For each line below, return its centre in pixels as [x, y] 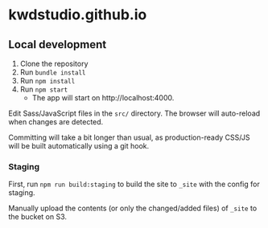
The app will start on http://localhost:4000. [103, 98]
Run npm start [44, 89]
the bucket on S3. [37, 217]
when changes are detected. [56, 122]
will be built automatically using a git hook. [79, 146]
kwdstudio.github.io [78, 15]
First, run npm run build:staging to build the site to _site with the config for [134, 184]
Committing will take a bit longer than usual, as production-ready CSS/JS [129, 137]
